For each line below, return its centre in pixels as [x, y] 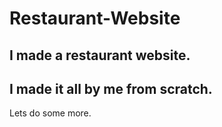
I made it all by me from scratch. [111, 88]
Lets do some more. [50, 113]
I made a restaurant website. [100, 55]
